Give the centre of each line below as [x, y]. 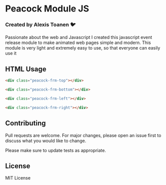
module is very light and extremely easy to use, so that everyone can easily [83, 48]
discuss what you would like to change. [46, 140]
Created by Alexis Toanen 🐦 [40, 24]
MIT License [18, 178]
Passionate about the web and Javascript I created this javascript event [79, 37]
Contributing [25, 123]
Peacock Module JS [47, 9]
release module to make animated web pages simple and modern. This [78, 42]
